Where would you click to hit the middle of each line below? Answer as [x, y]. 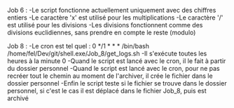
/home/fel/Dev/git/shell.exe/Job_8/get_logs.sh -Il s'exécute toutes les [107, 53]
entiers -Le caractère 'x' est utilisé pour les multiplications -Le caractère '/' [115, 18]
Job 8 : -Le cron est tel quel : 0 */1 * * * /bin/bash [78, 46]
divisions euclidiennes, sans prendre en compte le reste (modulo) [102, 32]
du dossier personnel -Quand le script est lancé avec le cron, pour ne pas [113, 68]
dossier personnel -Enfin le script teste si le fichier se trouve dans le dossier [117, 83]
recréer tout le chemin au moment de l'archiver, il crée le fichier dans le [110, 76]
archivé [18, 98]
